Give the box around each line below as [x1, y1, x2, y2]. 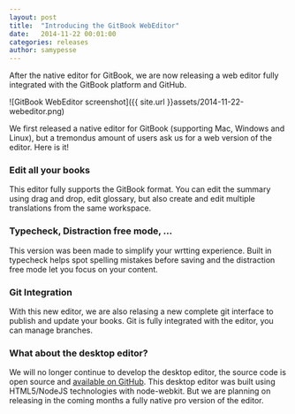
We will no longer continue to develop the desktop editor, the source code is [9, 367, 287, 378]
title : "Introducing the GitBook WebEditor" [9, 21, 179, 30]
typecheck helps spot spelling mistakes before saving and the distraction [9, 254, 276, 265]
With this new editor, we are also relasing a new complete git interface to [9, 306, 274, 317]
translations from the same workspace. [9, 203, 152, 213]
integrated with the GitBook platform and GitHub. [9, 80, 187, 90]
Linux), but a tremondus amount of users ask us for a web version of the [9, 133, 272, 143]
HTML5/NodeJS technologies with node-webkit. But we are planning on [9, 386, 271, 396]
